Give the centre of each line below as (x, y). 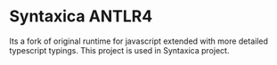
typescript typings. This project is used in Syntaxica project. (119, 50)
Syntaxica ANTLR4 (81, 16)
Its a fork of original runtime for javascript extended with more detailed (139, 41)
